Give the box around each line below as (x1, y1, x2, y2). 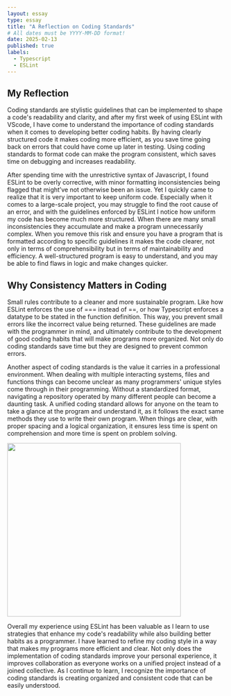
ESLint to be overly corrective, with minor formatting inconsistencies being (7, 178, 221, 187)
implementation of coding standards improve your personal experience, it (7, 652, 217, 660)
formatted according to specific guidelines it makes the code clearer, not (7, 237, 215, 246)
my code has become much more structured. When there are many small (7, 215, 216, 223)
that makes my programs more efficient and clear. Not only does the (7, 645, 203, 653)
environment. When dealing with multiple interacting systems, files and (7, 371, 210, 379)
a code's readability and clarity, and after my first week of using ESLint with (7, 113, 223, 121)
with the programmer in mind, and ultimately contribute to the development (7, 328, 222, 336)
